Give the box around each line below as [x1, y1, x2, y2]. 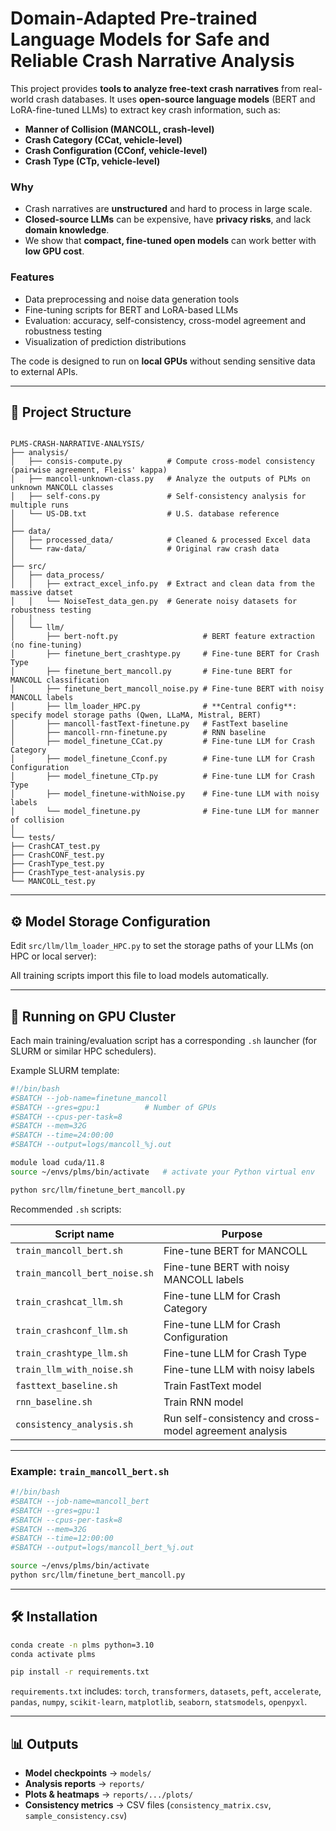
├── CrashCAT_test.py [10, 842, 101, 852]
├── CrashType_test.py [10, 859, 105, 869]
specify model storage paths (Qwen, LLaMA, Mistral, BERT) [10, 710, 262, 721]
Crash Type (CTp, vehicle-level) [24, 155, 161, 167]
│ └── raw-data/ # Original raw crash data [10, 544, 280, 554]
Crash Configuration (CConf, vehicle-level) [24, 144, 208, 156]
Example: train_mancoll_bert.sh [10, 1464, 170, 1478]
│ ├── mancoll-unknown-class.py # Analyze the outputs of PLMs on [10, 474, 311, 484]
